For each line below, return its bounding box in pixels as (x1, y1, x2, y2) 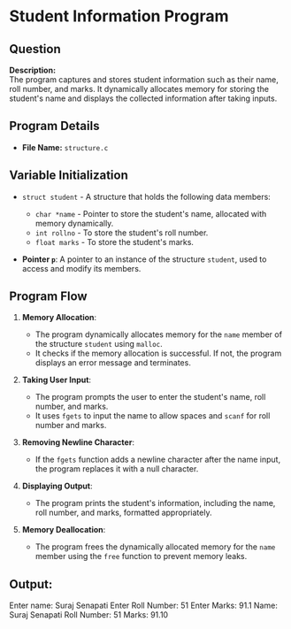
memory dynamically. (34, 218, 114, 228)
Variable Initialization (9, 168, 128, 183)
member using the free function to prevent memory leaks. (34, 551, 248, 562)
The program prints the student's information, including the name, (34, 498, 276, 509)
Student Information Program (9, 6, 229, 27)
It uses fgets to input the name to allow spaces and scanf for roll (34, 410, 271, 421)
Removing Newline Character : (21, 437, 135, 448)
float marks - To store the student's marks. (34, 236, 195, 247)
